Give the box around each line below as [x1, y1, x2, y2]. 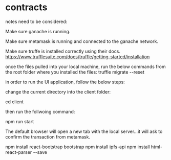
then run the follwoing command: [5, 108, 75, 115]
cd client [5, 99, 24, 105]
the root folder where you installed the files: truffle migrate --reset [5, 68, 145, 75]
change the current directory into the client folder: [5, 88, 111, 95]
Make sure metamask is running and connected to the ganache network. [5, 38, 159, 44]
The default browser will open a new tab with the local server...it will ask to [5, 128, 163, 134]
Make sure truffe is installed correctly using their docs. [5, 48, 120, 54]
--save [33, 149, 48, 155]
